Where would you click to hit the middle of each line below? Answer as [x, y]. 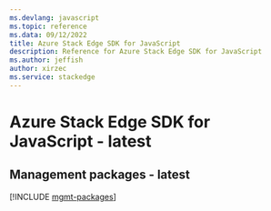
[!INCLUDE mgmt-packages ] [63, 196]
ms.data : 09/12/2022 [49, 35]
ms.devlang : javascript [55, 18]
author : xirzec [38, 69]
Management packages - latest [100, 175]
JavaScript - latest [80, 141]
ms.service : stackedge [52, 77]
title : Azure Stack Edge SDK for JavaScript [95, 43]
